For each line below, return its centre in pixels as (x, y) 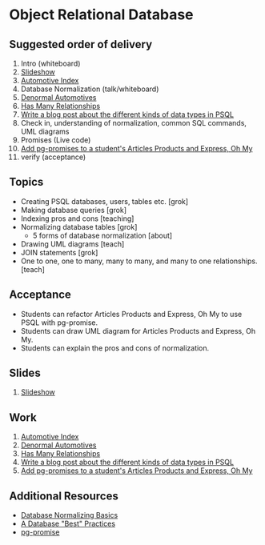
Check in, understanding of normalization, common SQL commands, (134, 123)
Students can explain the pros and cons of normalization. (115, 348)
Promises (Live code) (56, 140)
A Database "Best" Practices (68, 524)
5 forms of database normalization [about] (102, 235)
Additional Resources (64, 496)
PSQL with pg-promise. (59, 323)
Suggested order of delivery (81, 44)
